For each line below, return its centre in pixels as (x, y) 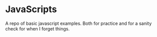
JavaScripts (31, 9)
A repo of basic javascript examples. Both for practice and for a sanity (78, 23)
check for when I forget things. (38, 28)
